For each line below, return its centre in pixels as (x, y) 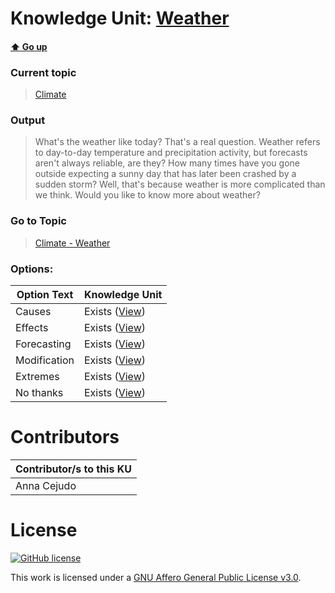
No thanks (39, 392)
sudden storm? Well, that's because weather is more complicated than (180, 184)
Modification (45, 360)
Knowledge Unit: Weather (120, 18)
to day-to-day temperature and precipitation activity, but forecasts (171, 153)
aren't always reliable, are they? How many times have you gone (167, 163)
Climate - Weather (72, 243)
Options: (32, 269)
